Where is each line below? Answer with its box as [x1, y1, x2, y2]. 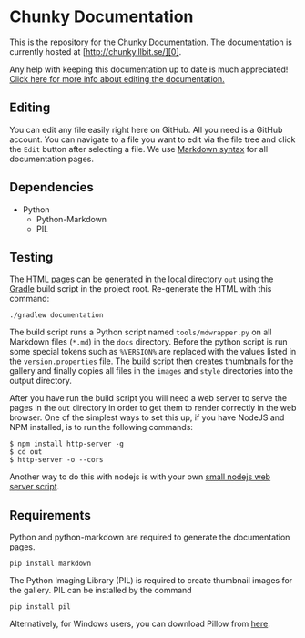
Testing [9, 249, 54, 265]
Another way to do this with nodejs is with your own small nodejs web [9, 471, 271, 482]
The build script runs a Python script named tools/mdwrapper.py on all [9, 326, 272, 338]
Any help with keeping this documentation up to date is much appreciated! [9, 64, 289, 75]
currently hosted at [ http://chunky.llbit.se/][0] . [9, 46, 182, 57]
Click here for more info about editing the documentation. [9, 73, 225, 84]
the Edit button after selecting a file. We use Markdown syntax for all [9, 143, 269, 154]
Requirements [9, 508, 91, 523]
